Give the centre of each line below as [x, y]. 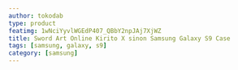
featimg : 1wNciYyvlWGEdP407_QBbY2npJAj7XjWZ [85, 31]
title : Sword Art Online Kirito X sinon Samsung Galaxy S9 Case [119, 38]
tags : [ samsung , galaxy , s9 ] [58, 46]
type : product [32, 23]
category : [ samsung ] [43, 53]
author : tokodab [36, 16]
